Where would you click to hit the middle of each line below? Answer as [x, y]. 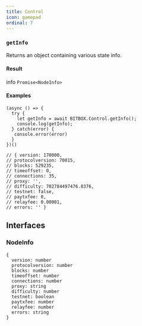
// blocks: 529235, [30, 166]
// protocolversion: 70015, [41, 161]
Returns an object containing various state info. [64, 55]
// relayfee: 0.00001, [34, 202]
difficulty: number [36, 291]
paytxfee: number [33, 302]
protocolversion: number [42, 265]
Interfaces [26, 226]
